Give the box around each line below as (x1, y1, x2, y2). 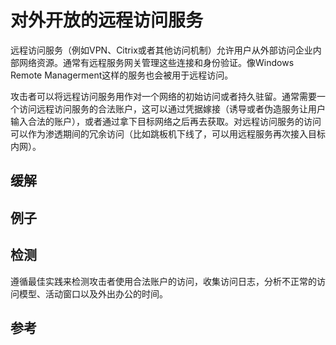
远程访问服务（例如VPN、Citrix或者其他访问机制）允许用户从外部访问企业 (10, 44, 313, 56)
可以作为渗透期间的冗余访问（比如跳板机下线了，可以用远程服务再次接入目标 (10, 127, 326, 140)
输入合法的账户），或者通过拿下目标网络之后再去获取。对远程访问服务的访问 (10, 115, 322, 127)
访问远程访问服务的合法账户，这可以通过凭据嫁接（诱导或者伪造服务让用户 (18, 102, 326, 115)
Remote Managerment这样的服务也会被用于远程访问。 (10, 69, 234, 81)
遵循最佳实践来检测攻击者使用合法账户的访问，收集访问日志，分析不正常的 (10, 275, 317, 287)
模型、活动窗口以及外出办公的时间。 (18, 287, 168, 300)
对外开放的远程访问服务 (10, 9, 204, 32)
